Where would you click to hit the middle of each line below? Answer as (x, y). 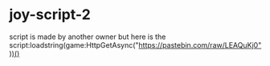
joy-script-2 (50, 15)
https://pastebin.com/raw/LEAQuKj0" (200, 45)
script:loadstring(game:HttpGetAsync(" (74, 45)
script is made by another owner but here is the (88, 37)
